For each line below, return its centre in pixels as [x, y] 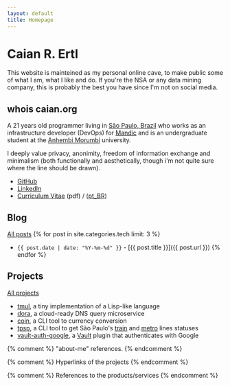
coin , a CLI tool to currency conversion [72, 321]
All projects [23, 293]
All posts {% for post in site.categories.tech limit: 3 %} [84, 234]
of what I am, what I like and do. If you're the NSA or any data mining [104, 80]
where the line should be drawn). [54, 168]
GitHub [27, 181]
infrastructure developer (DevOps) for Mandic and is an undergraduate [107, 133]
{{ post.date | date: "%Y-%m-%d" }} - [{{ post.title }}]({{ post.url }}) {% [119, 247]
